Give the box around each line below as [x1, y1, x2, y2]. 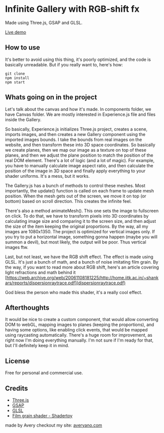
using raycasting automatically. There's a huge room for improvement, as [5, 332, 153, 338]
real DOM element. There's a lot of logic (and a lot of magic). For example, [5, 157, 155, 163]
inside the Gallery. [5, 116, 42, 122]
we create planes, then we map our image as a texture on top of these [5, 147, 147, 153]
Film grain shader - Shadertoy [12, 413, 72, 418]
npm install [5, 75, 29, 81]
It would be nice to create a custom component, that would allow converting [5, 317, 159, 323]
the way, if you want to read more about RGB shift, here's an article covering [5, 264, 159, 270]
